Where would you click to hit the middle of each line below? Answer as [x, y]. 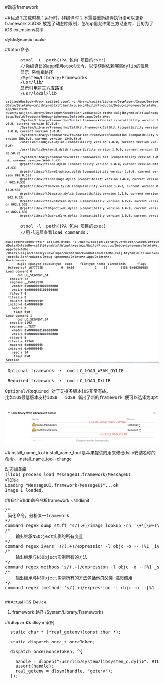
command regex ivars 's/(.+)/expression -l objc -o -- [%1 [77, 546]
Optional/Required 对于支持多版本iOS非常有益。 [58, 391]
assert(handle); [35, 666]
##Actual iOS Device [26, 602]
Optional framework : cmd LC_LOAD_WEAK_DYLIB [65, 371]
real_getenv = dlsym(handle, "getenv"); [64, 671]
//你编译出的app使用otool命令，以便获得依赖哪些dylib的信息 [85, 66]
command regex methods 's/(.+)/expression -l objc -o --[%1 [79, 567]
